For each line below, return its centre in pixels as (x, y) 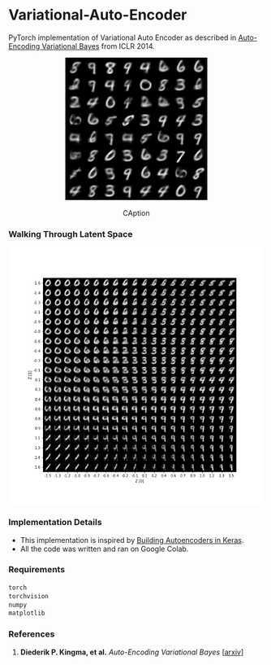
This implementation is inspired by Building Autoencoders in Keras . (132, 540)
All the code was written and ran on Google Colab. (104, 549)
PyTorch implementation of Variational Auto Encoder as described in (123, 37)
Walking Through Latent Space (71, 234)
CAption (136, 212)
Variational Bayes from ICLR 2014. (99, 46)
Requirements (37, 570)
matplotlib (27, 613)
